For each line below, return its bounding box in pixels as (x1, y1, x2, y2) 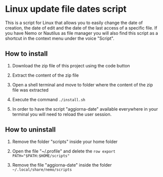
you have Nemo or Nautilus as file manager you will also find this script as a (5, 30, 158, 36)
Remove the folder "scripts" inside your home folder (12, 139, 118, 145)
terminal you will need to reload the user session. (12, 111, 112, 117)
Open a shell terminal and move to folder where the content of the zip (12, 82, 153, 88)
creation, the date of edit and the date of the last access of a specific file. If (5, 25, 158, 30)
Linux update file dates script (5, 3, 127, 15)
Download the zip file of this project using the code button (12, 62, 130, 68)
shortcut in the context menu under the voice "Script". (5, 35, 114, 41)
